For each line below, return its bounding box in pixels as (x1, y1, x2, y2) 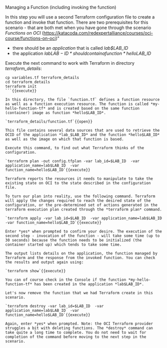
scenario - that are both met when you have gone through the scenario (5, 25, 151, 31)
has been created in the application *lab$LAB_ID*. (34, 282, 144, 287)
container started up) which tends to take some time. (5, 242, 122, 247)
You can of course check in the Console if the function (5, 277, 126, 282)
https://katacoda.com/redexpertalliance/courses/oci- (43, 30, 153, 36)
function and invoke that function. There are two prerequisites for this (5, 20, 148, 25)
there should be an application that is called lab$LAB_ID (12, 45, 128, 51)
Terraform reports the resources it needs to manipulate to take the (5, 176, 153, 181)
